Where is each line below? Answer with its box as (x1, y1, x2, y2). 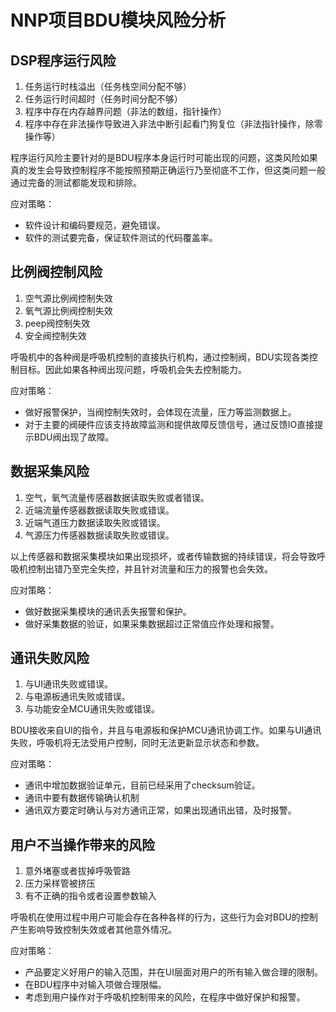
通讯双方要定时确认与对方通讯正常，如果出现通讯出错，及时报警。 (24, 804, 297, 816)
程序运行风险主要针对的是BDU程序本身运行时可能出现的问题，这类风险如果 (10, 152, 318, 163)
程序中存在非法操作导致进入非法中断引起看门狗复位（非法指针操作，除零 (24, 118, 323, 130)
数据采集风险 (10, 463, 90, 480)
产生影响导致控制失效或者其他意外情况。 (10, 924, 177, 936)
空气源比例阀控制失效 (24, 292, 113, 304)
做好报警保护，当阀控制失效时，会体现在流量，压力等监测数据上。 (24, 406, 297, 418)
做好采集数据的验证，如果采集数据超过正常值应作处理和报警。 (24, 617, 280, 630)
